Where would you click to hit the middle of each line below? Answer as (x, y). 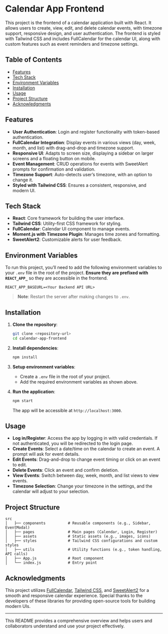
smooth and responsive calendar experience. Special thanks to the (74, 595)
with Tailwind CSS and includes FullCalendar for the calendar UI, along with (83, 39)
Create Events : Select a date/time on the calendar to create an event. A (86, 449)
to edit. (20, 465)
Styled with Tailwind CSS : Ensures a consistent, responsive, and (79, 185)
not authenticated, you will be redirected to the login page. (73, 443)
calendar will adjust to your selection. (51, 491)
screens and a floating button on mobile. (54, 158)
